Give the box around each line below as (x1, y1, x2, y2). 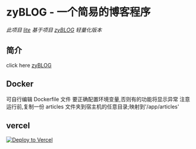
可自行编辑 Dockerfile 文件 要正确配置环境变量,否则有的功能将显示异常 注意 (6, 95, 191, 103)
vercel (6, 120, 30, 131)
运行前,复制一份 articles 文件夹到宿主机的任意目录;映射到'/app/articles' (6, 103, 180, 110)
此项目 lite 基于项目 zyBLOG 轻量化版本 (6, 26, 102, 33)
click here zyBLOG (6, 61, 52, 69)
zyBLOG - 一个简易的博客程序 (6, 5, 151, 19)
